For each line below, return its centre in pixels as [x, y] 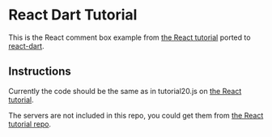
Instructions [40, 72]
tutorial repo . [30, 124]
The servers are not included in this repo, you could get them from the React [136, 115]
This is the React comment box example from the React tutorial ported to [130, 37]
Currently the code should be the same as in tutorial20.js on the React [125, 91]
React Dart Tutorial [73, 15]
